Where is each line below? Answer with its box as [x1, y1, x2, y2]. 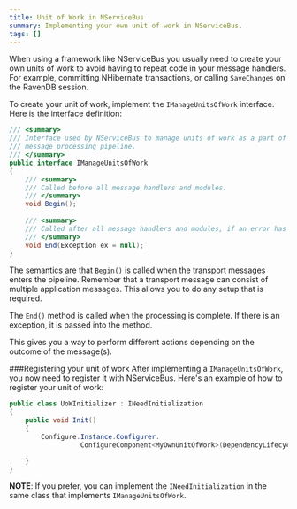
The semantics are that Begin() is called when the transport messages [9, 265, 266, 275]
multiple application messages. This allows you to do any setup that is [9, 284, 263, 295]
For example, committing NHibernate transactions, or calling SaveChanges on [9, 73, 286, 83]
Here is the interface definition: [9, 108, 122, 120]
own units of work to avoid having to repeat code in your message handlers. [9, 63, 286, 73]
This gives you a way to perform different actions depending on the [9, 337, 255, 348]
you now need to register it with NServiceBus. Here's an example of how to [9, 373, 283, 383]
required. [9, 293, 42, 304]
